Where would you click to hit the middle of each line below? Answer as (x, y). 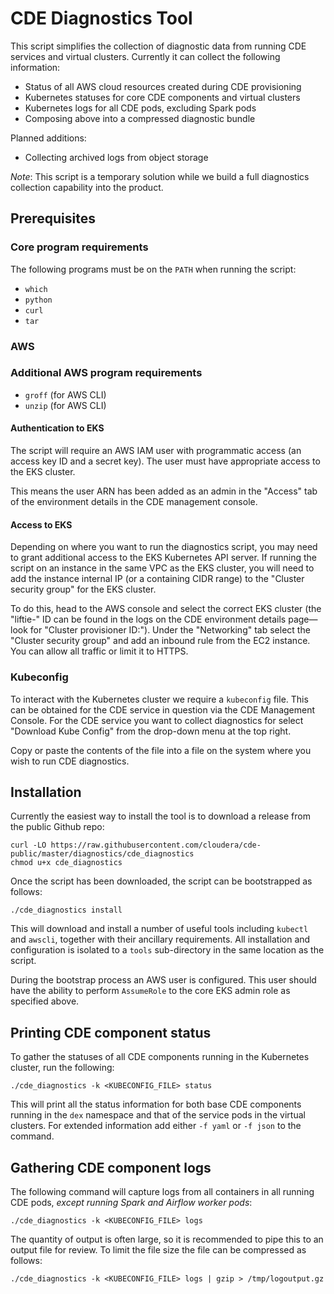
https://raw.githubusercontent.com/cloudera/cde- (156, 845)
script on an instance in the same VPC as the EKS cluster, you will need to (162, 568)
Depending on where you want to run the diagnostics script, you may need (164, 547)
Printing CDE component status (111, 1032)
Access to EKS (41, 524)
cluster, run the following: (62, 1068)
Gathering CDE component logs (111, 1167)
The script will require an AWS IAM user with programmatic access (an (156, 451)
